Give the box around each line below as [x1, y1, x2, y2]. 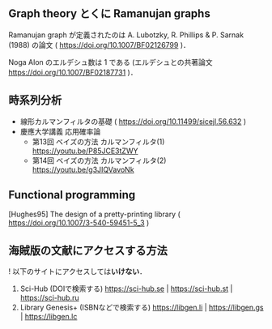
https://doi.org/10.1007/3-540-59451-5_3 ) [8, 218, 150, 228]
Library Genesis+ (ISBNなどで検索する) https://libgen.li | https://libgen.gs [19, 302, 264, 313]
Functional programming [8, 188, 136, 202]
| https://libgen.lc [19, 312, 78, 322]
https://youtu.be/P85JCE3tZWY [32, 146, 138, 156]
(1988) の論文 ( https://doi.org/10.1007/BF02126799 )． [8, 40, 190, 49]
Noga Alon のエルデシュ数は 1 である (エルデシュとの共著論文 [8, 57, 213, 66]
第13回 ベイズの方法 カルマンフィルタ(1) [32, 136, 165, 147]
